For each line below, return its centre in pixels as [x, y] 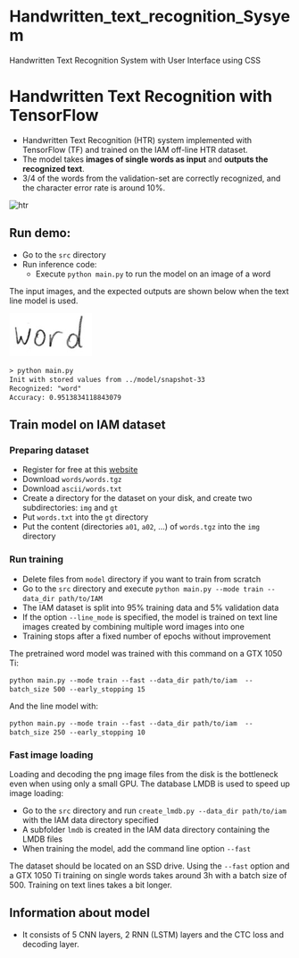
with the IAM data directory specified [90, 819]
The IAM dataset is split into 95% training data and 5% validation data [150, 607]
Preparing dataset [49, 450]
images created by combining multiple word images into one [133, 626]
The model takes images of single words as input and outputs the [145, 159]
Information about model [79, 913]
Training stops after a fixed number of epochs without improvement [146, 636]
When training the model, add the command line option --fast [137, 848]
